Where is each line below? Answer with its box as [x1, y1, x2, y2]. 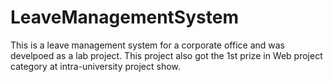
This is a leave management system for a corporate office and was [10, 39, 286, 51]
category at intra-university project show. [10, 60, 181, 72]
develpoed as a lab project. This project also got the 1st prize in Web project [10, 49, 323, 61]
